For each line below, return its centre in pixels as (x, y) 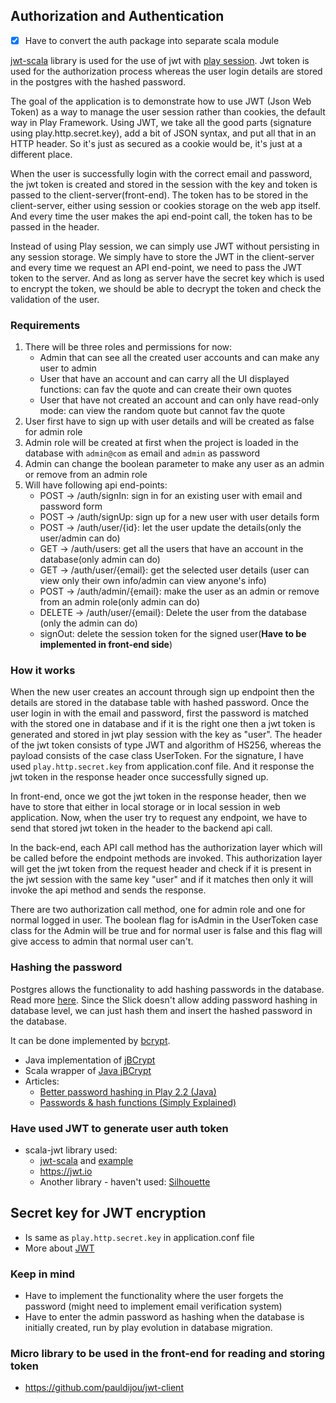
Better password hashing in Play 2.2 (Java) (128, 1091)
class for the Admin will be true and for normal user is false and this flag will (166, 931)
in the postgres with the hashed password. (98, 81)
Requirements (45, 325)
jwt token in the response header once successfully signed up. (139, 777)
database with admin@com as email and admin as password (142, 453)
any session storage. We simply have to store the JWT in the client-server (162, 256)
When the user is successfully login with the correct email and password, (161, 173)
